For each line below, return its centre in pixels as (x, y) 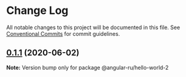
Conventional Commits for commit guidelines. (63, 33)
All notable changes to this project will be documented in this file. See (93, 27)
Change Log (37, 11)
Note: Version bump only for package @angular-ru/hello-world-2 (88, 67)
